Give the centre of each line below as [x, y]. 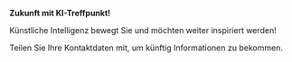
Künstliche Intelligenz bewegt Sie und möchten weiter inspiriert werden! [143, 30]
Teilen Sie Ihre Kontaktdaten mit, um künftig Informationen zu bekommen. [146, 48]
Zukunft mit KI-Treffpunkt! [60, 13]
